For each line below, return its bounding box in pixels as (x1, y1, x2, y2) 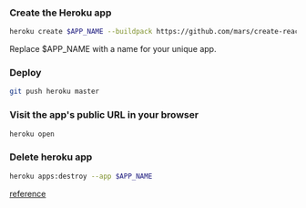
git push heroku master (9, 87, 100, 97)
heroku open (9, 130, 55, 139)
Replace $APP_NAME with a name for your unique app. (9, 44, 217, 55)
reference (9, 188, 46, 199)
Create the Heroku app (9, 6, 112, 19)
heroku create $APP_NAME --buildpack (9, 27, 153, 36)
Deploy (9, 67, 42, 79)
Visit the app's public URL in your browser (9, 109, 199, 121)
